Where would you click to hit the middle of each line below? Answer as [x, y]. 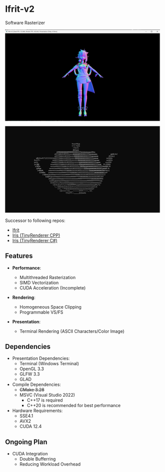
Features [19, 256]
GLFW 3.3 [30, 374]
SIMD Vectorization [39, 283]
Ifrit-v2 [20, 9]
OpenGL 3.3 [32, 369]
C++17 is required [45, 400]
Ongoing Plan [26, 442]
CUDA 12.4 [30, 426]
